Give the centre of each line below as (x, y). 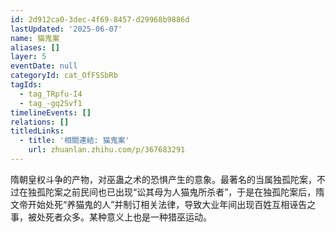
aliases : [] (35, 47)
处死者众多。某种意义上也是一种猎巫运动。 (124, 217)
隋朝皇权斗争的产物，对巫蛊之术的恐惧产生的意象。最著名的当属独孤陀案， (163, 179)
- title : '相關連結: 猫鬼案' (74, 141)
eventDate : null (44, 66)
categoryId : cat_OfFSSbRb (64, 76)
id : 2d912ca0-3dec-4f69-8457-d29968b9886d (100, 19)
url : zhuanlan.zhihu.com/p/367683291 (107, 150)
